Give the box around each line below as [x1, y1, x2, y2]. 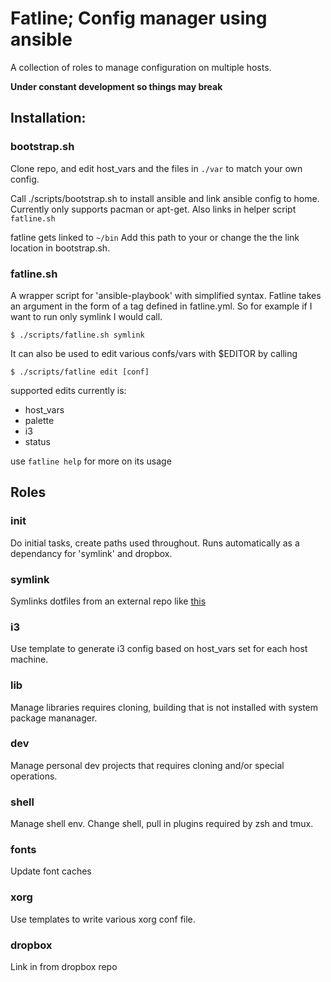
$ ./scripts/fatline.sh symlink [10, 330, 145, 340]
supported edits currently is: [10, 384, 127, 396]
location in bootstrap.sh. [10, 242, 111, 254]
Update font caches [10, 865, 92, 877]
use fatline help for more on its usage [10, 455, 172, 467]
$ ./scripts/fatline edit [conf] [10, 367, 150, 377]
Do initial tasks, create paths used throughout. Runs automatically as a [10, 537, 300, 549]
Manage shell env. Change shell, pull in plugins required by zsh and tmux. [10, 818, 314, 830]
